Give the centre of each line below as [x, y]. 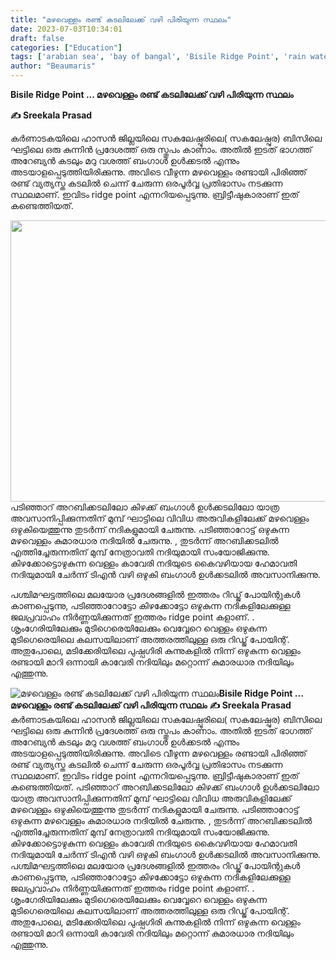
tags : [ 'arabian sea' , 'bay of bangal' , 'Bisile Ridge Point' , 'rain [158, 57]
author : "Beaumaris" [53, 66]
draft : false [37, 38]
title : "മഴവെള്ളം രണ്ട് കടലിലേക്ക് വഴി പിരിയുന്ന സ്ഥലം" [121, 19]
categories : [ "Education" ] [66, 47]
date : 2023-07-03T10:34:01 [66, 29]
